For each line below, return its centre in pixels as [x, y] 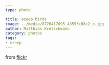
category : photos [24, 34]
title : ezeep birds [26, 19]
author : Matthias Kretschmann [38, 28]
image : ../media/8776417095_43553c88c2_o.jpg [54, 24]
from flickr [16, 57]
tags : [11, 38]
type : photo [18, 10]
